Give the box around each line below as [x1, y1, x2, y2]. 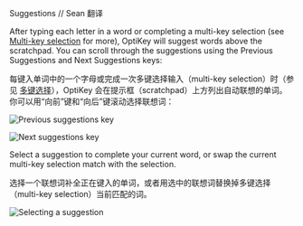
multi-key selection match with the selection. [9, 159, 176, 169]
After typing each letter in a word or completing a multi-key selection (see [9, 26, 285, 36]
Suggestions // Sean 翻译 [9, 8, 104, 18]
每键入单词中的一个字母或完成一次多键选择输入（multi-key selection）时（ [9, 73, 287, 84]
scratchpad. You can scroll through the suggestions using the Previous [9, 45, 273, 56]
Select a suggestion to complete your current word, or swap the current [9, 149, 278, 160]
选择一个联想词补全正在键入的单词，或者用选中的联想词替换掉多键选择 [9, 177, 271, 188]
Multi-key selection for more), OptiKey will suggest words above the [9, 35, 262, 46]
